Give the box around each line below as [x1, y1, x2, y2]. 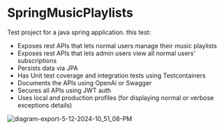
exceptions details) [17, 101, 73, 109]
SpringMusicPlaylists [7, 5, 134, 21]
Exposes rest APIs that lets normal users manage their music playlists [17, 41, 218, 50]
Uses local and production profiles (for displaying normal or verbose [17, 93, 214, 102]
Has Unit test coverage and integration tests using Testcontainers [17, 71, 206, 80]
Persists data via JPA [17, 64, 78, 72]
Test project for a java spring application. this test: [7, 28, 151, 36]
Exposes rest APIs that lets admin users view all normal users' [17, 49, 196, 57]
